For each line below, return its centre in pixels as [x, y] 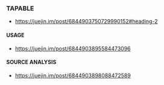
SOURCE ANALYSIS [31, 62]
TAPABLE [20, 8]
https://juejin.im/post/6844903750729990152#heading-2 [86, 22]
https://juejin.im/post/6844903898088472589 [73, 75]
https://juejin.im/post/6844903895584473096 [73, 48]
